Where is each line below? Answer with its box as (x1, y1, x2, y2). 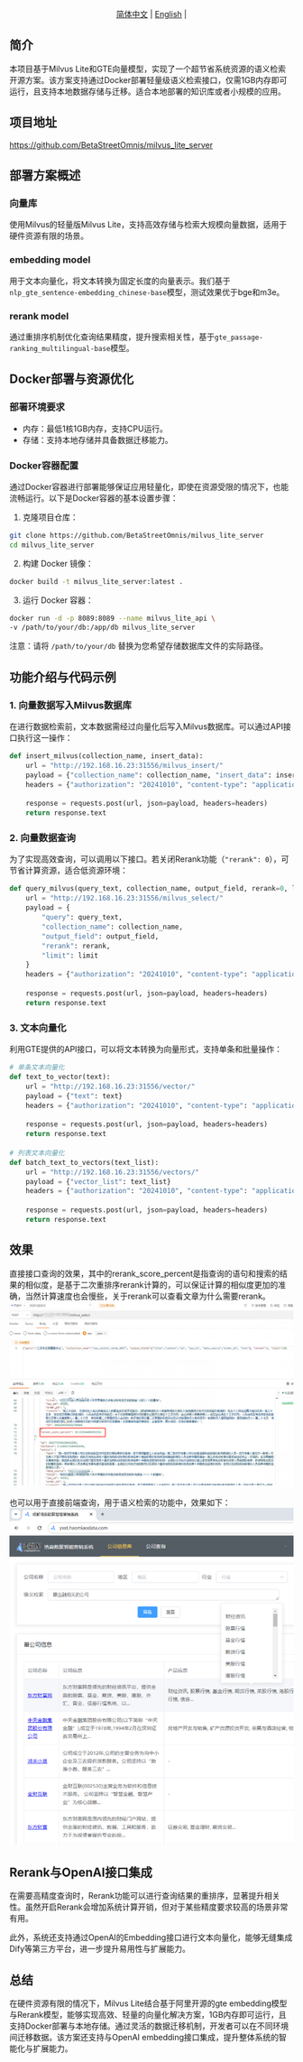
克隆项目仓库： (22, 512, 78, 522)
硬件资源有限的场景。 (9, 230, 88, 242)
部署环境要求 (9, 401, 66, 413)
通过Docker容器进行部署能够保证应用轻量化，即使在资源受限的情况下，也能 (9, 481, 289, 492)
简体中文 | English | (115, 9, 188, 19)
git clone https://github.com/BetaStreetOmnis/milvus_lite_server (9, 531, 264, 540)
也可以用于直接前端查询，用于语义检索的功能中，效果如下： (9, 1497, 231, 1508)
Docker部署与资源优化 (9, 372, 134, 387)
